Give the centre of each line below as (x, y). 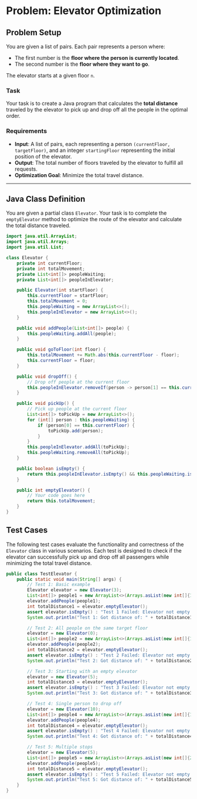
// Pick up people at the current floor (77, 409)
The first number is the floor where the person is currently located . (97, 58)
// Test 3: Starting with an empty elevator (82, 671)
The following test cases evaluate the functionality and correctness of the (95, 544)
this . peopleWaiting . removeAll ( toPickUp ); (79, 453)
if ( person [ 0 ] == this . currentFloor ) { (86, 425)
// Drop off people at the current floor (79, 382)
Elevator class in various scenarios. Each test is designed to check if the (94, 550)
